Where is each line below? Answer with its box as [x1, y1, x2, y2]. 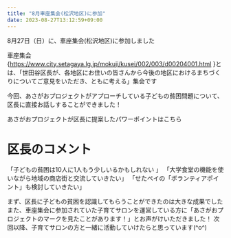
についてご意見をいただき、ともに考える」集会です [12, 77, 157, 85]
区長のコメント [7, 141, 92, 157]
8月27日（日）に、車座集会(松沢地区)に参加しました [7, 36, 155, 45]
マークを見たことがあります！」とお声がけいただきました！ [43, 215, 212, 223]
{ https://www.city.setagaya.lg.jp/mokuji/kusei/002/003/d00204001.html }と [7, 59, 222, 68]
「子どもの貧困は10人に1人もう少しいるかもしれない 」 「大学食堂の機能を [7, 166, 218, 174]
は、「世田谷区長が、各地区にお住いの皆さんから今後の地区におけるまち [7, 68, 209, 77]
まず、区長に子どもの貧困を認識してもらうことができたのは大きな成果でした [7, 197, 223, 206]
